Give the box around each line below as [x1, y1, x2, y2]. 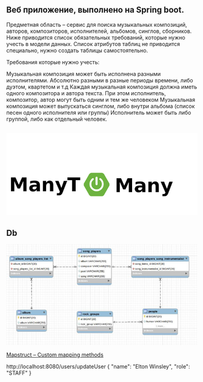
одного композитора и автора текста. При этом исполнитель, [6, 89, 166, 96]
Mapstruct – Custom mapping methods [6, 351, 104, 358]
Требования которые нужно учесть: [6, 58, 100, 65]
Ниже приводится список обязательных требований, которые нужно [6, 33, 186, 41]
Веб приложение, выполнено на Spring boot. [6, 5, 185, 15]
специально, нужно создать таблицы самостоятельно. [6, 47, 148, 54]
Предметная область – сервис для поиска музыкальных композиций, [6, 21, 187, 28]
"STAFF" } [6, 369, 32, 377]
